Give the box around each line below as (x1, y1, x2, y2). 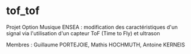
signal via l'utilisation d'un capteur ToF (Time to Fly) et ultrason (6, 29, 160, 36)
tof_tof (6, 4, 40, 18)
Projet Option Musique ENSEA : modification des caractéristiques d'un (6, 23, 178, 31)
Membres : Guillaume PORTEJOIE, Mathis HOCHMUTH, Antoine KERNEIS (6, 41, 185, 48)
